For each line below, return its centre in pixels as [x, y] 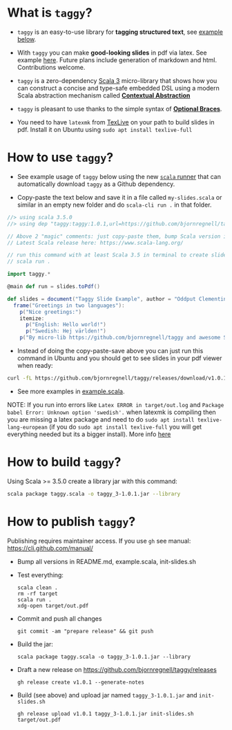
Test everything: [40, 574]
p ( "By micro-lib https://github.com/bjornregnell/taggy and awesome [120, 338]
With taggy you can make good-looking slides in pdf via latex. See [112, 53]
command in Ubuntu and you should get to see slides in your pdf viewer [119, 358]
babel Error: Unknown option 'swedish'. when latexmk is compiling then [112, 412]
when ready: [35, 365]
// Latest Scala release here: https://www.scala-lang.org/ [96, 243]
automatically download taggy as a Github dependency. [96, 184]
